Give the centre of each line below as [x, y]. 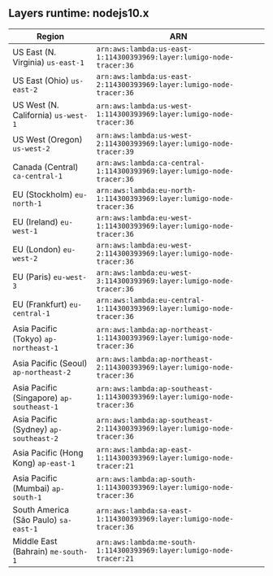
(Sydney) [30, 429]
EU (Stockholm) [43, 194]
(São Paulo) [35, 520]
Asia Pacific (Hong [48, 452]
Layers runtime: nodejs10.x [79, 13]
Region [50, 36]
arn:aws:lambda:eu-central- [150, 300]
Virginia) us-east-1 [48, 62]
